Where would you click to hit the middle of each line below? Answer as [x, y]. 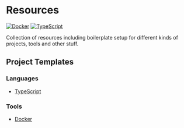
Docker [23, 119]
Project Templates [40, 62]
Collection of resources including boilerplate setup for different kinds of [92, 37]
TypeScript [28, 91]
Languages [22, 79]
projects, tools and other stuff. [42, 44]
